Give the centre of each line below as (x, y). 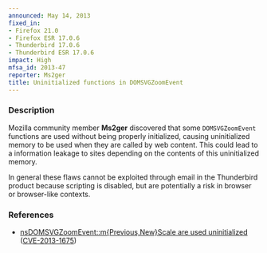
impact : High (30, 61)
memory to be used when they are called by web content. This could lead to (133, 144)
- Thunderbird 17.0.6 (44, 45)
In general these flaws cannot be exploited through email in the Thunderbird (133, 177)
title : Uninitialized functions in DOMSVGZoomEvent (96, 82)
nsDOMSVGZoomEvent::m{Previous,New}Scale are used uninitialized (134, 232)
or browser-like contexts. (49, 194)
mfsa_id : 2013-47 (37, 68)
